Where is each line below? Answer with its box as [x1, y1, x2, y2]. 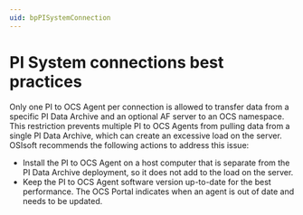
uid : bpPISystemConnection [9, 13, 111, 23]
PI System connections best [9, 51, 224, 72]
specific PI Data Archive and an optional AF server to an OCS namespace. [9, 110, 285, 122]
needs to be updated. [22, 195, 103, 206]
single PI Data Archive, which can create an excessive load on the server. [9, 130, 282, 141]
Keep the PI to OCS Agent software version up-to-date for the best [22, 176, 271, 187]
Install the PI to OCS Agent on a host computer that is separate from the [22, 157, 290, 168]
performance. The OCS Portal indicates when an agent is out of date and [22, 186, 295, 197]
